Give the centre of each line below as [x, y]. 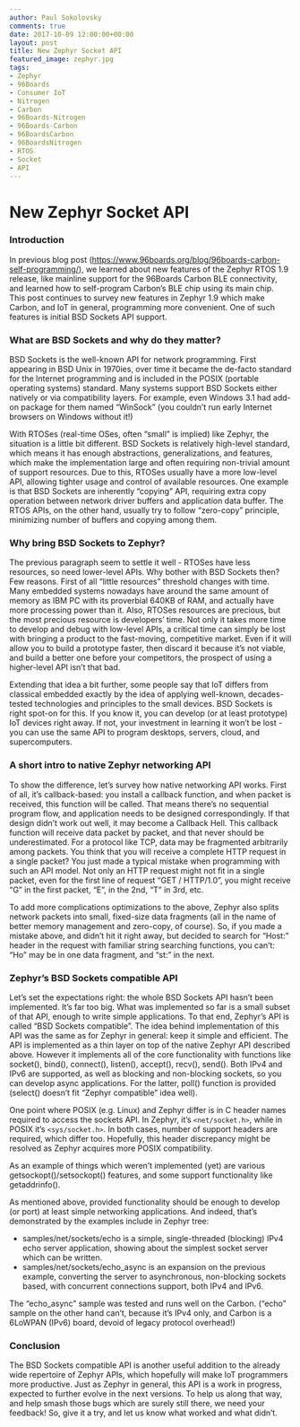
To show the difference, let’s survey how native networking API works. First [148, 785]
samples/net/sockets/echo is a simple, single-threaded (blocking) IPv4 [153, 1239]
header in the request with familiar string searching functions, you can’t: [142, 945]
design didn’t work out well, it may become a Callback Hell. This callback [144, 822]
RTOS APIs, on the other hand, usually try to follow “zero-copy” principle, [145, 510]
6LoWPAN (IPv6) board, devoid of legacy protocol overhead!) [122, 1323]
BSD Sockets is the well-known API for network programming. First [133, 360]
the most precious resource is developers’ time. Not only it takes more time [148, 620]
